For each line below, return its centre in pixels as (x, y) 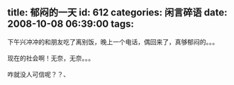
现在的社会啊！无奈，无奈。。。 (51, 58)
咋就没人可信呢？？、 (38, 74)
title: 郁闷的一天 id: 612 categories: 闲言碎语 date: (117, 13)
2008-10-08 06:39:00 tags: (71, 24)
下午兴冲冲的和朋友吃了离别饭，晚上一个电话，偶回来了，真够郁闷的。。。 (113, 41)
